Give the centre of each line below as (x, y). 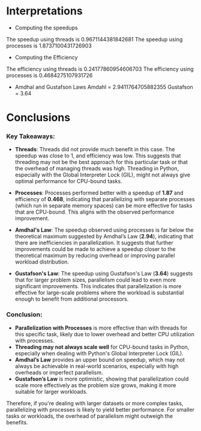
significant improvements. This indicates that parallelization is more (98, 286)
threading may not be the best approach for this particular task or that (101, 162)
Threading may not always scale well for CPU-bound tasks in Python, (102, 347)
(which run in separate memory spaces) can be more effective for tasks (103, 206)
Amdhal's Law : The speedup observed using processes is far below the (104, 230)
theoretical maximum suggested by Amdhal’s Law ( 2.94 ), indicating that (104, 237)
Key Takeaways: (31, 136)
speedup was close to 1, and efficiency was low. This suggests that (98, 156)
